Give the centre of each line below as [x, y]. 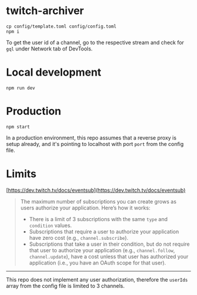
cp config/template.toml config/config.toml [61, 26]
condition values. [50, 225]
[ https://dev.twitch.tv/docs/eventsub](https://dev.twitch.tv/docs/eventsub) [96, 190]
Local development [54, 72]
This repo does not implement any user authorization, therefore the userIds [97, 279]
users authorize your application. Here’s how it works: [85, 208]
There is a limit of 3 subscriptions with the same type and [98, 219]
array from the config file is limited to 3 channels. [65, 286]
